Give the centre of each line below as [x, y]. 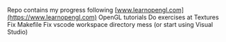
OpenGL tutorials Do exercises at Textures [159, 17]
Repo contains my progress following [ [62, 10]
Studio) [18, 32]
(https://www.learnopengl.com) [52, 17]
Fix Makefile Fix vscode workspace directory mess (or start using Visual [110, 24]
